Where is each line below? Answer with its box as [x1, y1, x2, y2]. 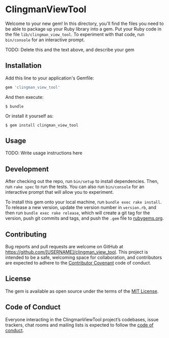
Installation [5, 61, 42, 70]
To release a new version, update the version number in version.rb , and [5, 204, 157, 211]
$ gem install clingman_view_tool [5, 122, 79, 128]
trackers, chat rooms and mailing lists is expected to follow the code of [5, 322, 154, 328]
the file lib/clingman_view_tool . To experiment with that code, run [5, 31, 145, 37]
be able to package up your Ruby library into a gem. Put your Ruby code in [5, 25, 162, 32]
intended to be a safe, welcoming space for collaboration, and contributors [5, 254, 162, 261]
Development [5, 165, 49, 173]
